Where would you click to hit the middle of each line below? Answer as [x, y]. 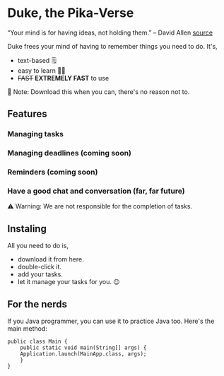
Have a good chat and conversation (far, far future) [96, 191]
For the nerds [37, 304]
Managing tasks [35, 134]
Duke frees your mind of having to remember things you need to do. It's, [112, 46]
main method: [28, 329]
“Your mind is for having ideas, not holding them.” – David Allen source [110, 33]
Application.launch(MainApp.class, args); [83, 354]
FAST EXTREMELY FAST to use [63, 78]
